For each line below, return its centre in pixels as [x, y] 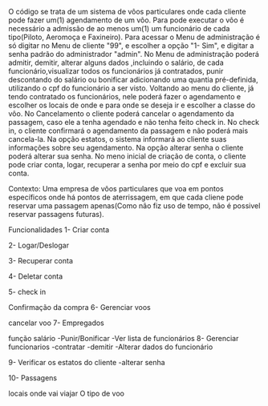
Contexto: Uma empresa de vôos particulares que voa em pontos [116, 189]
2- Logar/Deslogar [39, 245]
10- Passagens [33, 378]
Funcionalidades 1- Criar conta [59, 230]
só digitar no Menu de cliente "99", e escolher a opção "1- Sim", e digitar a [131, 46]
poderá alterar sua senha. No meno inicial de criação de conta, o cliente [127, 156]
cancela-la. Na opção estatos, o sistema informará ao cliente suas [118, 139]
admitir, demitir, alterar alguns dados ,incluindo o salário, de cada [116, 62]
